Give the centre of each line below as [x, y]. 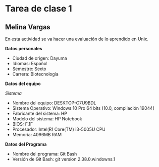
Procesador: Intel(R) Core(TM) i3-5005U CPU [59, 129]
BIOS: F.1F [23, 124]
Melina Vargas [28, 27]
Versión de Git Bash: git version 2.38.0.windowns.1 [64, 159]
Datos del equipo [23, 83]
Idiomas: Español [30, 63]
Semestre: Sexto [29, 69]
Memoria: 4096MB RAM [37, 134]
